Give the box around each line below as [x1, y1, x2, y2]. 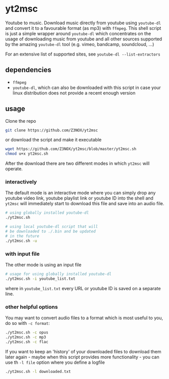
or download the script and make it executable [5, 137, 102, 143]
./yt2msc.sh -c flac [5, 339, 49, 344]
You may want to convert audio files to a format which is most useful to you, [5, 315, 163, 321]
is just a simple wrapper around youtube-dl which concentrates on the [5, 30, 151, 36]
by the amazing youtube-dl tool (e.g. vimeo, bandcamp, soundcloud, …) [5, 41, 154, 47]
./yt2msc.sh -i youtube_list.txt [5, 276, 76, 281]
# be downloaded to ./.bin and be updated [5, 229, 96, 234]
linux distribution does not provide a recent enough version [12, 89, 136, 96]
